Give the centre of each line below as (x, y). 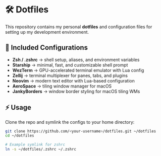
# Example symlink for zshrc (35, 145)
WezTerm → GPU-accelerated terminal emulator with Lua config (78, 70)
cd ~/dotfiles (20, 136)
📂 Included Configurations (47, 48)
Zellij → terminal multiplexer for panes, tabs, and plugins (70, 76)
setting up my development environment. (47, 32)
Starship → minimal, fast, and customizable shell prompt (70, 65)
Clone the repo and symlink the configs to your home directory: (70, 122)
